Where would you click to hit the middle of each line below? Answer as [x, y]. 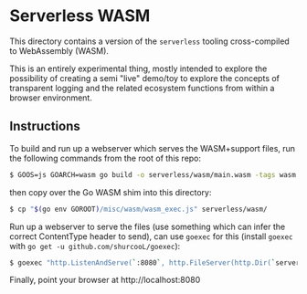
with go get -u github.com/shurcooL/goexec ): [95, 246]
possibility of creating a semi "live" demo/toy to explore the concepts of [145, 78]
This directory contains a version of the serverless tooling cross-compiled [149, 41]
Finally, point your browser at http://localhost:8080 [105, 280]
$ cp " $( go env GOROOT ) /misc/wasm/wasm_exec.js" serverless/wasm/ [138, 209]
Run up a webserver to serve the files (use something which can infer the [148, 226]
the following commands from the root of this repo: [106, 158]
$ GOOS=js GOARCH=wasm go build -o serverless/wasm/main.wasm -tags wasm [153, 174]
